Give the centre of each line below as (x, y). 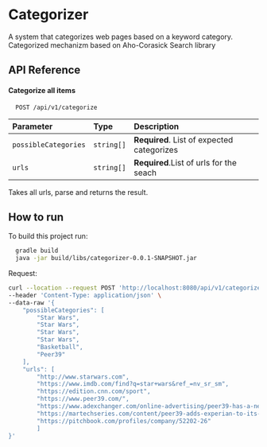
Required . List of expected (184, 139)
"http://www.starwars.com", (83, 377)
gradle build (37, 251)
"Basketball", (60, 348)
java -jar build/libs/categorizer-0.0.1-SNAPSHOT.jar (106, 258)
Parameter (33, 126)
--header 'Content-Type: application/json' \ (85, 295)
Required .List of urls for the (185, 162)
